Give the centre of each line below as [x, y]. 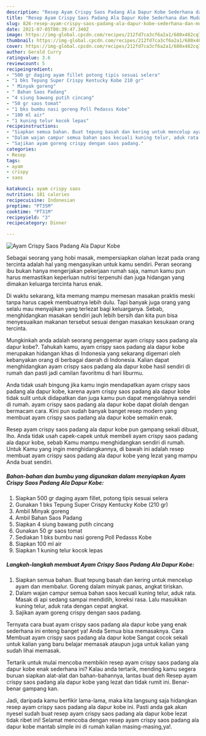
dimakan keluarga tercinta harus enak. [55, 284]
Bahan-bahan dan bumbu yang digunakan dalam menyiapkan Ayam [96, 476]
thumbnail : [20, 41]
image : [15, 35]
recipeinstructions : [33, 127]
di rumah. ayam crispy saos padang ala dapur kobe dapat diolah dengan [97, 405]
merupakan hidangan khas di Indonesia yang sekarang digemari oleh [93, 353]
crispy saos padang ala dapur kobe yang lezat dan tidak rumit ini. [89, 682]
